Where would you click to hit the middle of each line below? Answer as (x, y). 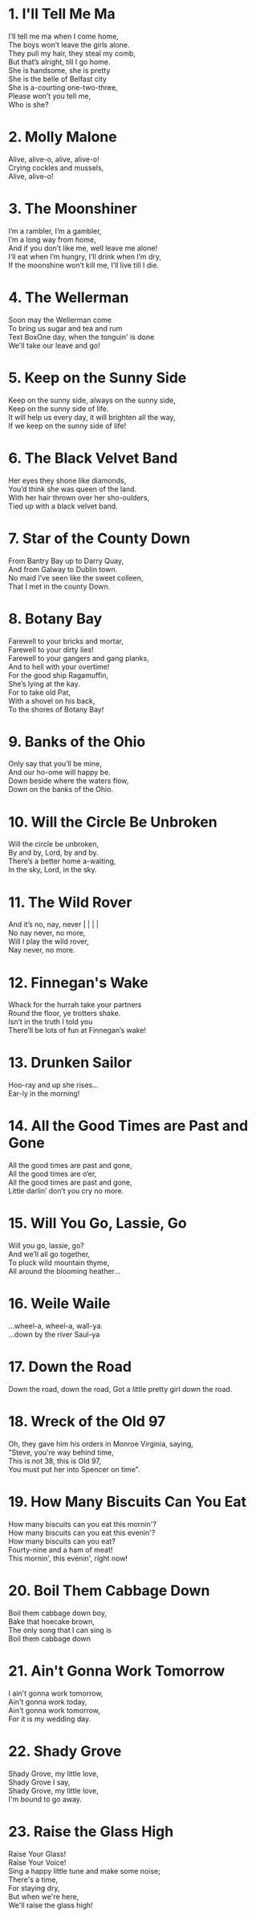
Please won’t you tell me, (49, 96)
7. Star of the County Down (100, 538)
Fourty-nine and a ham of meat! (61, 1549)
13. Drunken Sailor (70, 1063)
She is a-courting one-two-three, (63, 87)
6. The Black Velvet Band (93, 458)
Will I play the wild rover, (49, 941)
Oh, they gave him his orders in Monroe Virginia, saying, (101, 1443)
